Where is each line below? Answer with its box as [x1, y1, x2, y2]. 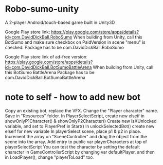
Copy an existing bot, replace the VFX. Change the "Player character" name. [5, 108, 158, 113]
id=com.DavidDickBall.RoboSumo [5, 34, 72, 40]
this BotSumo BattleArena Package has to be [5, 69, 95, 75]
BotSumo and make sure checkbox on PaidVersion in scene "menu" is [5, 39, 145, 45]
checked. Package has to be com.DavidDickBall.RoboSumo [5, 44, 124, 50]
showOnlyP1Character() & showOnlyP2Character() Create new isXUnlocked [5, 118, 157, 124]
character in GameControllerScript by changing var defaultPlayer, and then [5, 149, 155, 155]
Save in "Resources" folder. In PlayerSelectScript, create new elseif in [5, 113, 145, 119]
